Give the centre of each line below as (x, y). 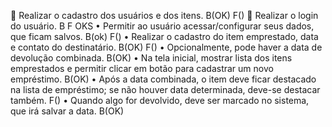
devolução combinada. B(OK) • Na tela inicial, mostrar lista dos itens (151, 58)
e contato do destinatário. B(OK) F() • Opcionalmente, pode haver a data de (166, 47)
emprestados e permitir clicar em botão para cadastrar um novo (142, 68)
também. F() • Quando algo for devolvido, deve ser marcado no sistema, (160, 100)
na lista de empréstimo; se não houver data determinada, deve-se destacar (165, 89)
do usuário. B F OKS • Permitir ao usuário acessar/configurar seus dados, (162, 26)
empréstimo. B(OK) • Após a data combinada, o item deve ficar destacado (163, 79)
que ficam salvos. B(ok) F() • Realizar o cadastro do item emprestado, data (164, 36)
